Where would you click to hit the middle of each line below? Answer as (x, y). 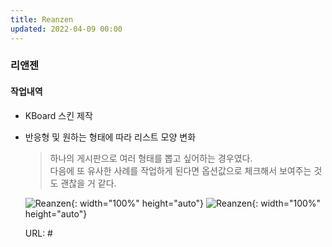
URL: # (38, 233)
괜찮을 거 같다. (88, 183)
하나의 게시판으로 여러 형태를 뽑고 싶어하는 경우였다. (151, 158)
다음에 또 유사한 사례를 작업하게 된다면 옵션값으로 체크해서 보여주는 (180, 170)
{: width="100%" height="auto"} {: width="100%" (196, 203)
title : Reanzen (42, 19)
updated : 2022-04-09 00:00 (66, 29)
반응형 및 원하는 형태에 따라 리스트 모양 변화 (110, 137)
